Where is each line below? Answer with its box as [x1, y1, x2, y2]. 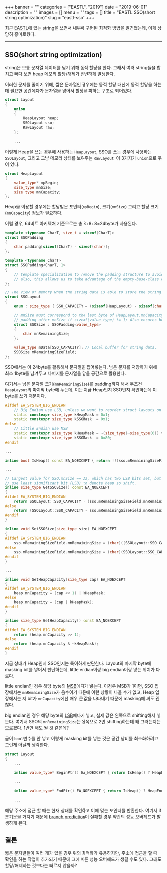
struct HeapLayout [5, 171, 43, 176]
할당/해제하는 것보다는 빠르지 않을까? [5, 863, 77, 869]
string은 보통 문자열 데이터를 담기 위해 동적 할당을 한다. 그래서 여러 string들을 [5, 64, 156, 70]
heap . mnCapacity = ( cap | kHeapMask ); [14, 600, 94, 605]
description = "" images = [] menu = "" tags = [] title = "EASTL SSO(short [5, 9, 155, 15]
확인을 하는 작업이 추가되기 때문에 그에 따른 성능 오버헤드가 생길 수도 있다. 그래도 [5, 856, 162, 862]
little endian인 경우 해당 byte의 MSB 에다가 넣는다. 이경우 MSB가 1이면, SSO [5, 683, 154, 689]
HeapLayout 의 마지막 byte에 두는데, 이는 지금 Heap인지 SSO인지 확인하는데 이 [5, 387, 157, 392]
